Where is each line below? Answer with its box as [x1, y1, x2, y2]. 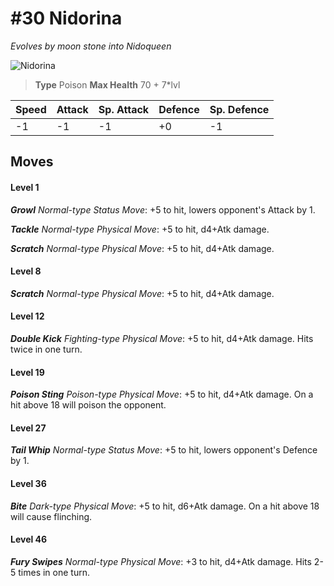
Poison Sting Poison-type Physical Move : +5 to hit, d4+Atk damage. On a [10, 388, 314, 401]
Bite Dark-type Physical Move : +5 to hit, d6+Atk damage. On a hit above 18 [10, 500, 320, 512]
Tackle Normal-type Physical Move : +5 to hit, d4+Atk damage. [10, 223, 270, 235]
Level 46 [10, 533, 48, 546]
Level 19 [10, 366, 45, 378]
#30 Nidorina [10, 7, 123, 30]
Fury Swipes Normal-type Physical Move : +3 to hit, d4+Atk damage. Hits [10, 555, 312, 567]
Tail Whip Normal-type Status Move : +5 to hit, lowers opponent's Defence [10, 444, 318, 456]
